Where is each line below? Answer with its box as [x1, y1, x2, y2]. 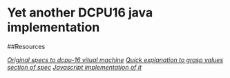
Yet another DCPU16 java [7, 5, 153, 21]
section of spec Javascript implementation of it [7, 63, 142, 71]
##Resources [7, 42, 46, 50]
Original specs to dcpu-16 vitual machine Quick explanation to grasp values [7, 55, 224, 64]
